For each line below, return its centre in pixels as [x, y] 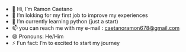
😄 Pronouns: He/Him [38, 36]
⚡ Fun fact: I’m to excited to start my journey [66, 43]
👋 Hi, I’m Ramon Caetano [42, 9]
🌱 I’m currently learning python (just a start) [65, 21]
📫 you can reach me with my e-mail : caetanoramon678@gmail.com [96, 28]
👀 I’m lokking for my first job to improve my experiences [80, 15]
